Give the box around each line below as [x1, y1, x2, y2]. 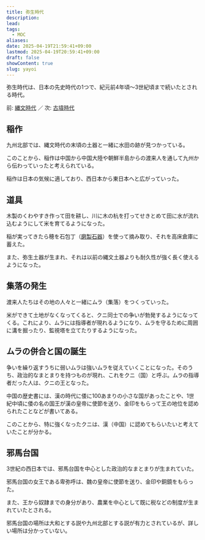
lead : [6, 20, 20, 26]
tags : [6, 26, 20, 32]
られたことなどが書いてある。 [6, 407, 81, 414]
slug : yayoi [6, 66, 37, 72]
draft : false [6, 55, 40, 61]
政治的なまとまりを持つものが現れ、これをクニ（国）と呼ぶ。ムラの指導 [17, 371, 199, 379]
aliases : [6, 37, 29, 44]
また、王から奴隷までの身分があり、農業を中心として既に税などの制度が [6, 499, 188, 506]
